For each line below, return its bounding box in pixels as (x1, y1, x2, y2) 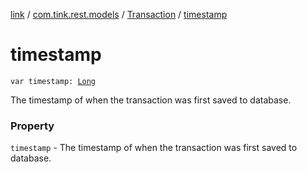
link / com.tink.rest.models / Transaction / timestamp (10, 9, 228, 20)
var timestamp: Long (10, 76, 97, 86)
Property (10, 119, 55, 133)
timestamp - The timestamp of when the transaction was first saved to (10, 142, 298, 154)
